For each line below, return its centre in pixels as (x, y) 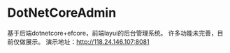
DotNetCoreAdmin (62, 13)
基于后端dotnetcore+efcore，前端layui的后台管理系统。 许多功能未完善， (113, 33)
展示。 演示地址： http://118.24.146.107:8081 (87, 41)
